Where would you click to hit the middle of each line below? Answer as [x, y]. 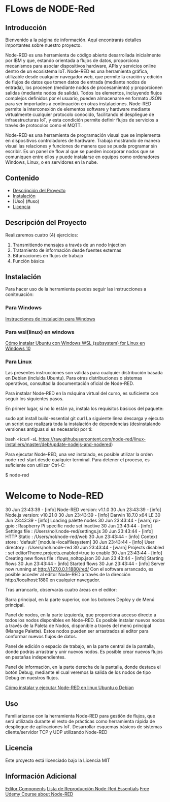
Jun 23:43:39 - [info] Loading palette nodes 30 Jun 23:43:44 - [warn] [79, 521]
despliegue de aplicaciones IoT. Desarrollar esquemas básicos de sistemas [84, 727]
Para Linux [19, 362]
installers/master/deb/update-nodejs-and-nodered [58, 444]
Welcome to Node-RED [55, 496]
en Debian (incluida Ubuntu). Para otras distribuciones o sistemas [74, 378]
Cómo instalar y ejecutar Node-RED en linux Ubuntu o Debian [70, 688]
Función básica [28, 261]
